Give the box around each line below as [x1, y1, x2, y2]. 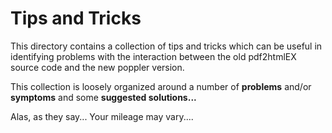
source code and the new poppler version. [10, 61, 185, 73]
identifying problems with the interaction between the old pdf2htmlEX [10, 50, 297, 62]
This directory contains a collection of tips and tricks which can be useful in [10, 40, 323, 52]
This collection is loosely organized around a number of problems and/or [10, 80, 312, 92]
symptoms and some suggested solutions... [10, 91, 197, 103]
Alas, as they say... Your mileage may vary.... [10, 110, 194, 122]
